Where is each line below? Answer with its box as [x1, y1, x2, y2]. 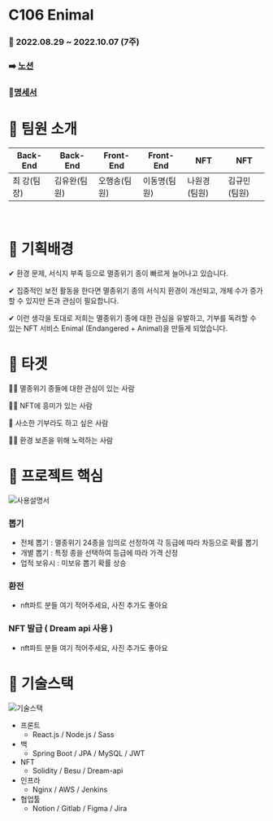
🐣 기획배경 [8, 240, 75, 258]
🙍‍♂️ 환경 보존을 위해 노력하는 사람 [8, 435, 114, 445]
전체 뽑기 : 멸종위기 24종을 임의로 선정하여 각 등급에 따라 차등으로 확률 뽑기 [19, 538, 258, 547]
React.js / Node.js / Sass [32, 729, 115, 739]
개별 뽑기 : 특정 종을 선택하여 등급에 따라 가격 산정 [19, 548, 179, 557]
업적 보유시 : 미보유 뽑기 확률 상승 [19, 558, 127, 568]
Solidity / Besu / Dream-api [32, 766, 123, 775]
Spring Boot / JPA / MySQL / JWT [32, 748, 145, 758]
